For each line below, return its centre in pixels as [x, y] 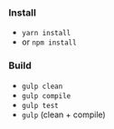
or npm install [49, 42]
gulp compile [46, 96]
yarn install [46, 34]
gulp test [40, 105]
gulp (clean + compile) [63, 114]
